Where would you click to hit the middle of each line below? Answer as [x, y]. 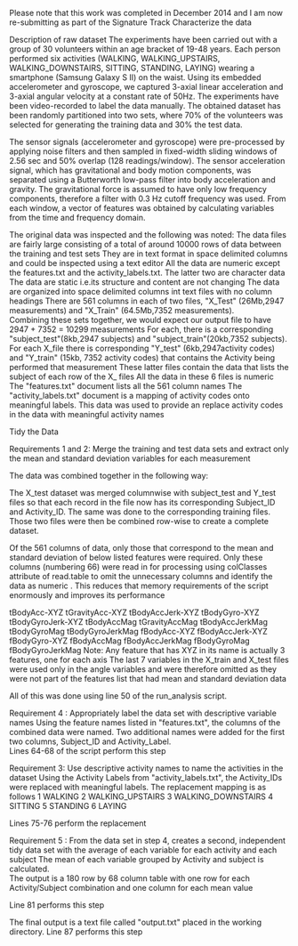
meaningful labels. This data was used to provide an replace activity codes [146, 405]
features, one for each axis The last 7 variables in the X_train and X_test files [149, 659]
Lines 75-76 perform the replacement [78, 823]
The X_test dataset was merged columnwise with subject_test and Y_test [143, 493]
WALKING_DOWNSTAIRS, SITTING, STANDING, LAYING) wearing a [132, 68]
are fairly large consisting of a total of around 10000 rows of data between [145, 244]
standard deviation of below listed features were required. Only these [136, 557]
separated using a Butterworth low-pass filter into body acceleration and [142, 180]
